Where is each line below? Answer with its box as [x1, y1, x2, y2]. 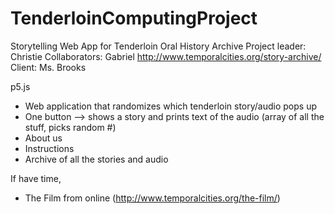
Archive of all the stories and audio [24, 153, 169, 165]
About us [24, 132, 63, 144]
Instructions [24, 142, 75, 154]
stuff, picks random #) [24, 121, 117, 133]
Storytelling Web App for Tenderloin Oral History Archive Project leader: [10, 40, 307, 52]
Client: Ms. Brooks [10, 61, 87, 73]
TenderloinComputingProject [10, 7, 258, 30]
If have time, [10, 172, 62, 184]
